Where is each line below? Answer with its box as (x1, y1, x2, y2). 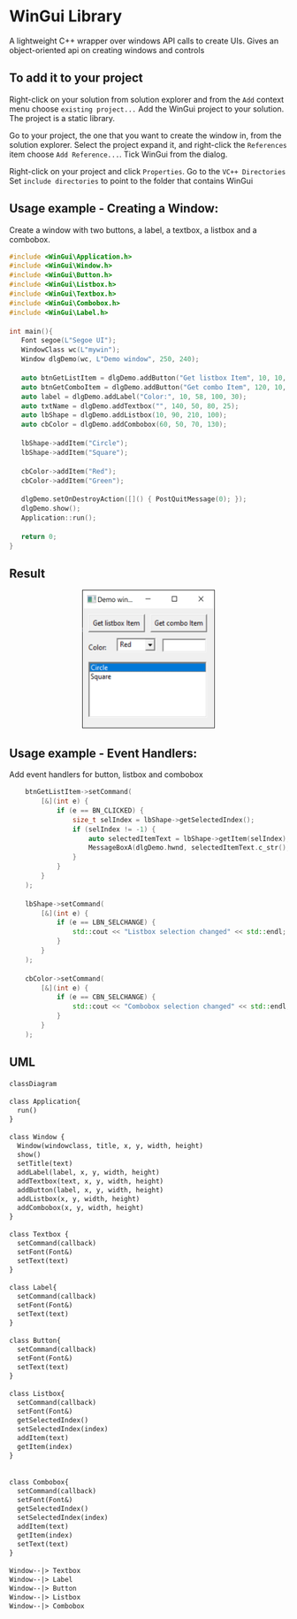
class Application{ (9, 1097, 81, 1106)
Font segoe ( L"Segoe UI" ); (20, 336, 117, 345)
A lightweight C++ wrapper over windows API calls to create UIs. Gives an (9, 35, 279, 46)
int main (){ (9, 327, 53, 335)
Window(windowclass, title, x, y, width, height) (17, 1141, 203, 1150)
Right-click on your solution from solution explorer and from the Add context (9, 94, 285, 104)
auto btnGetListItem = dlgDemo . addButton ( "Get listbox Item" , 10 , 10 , (20, 374, 287, 382)
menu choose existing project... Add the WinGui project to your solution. (9, 104, 285, 114)
